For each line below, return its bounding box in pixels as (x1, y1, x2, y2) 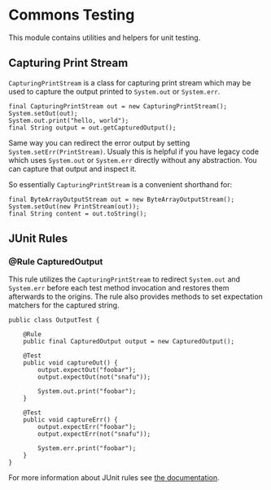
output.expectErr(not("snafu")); (37, 430, 151, 439)
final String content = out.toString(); (8, 209, 148, 217)
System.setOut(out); (8, 109, 79, 117)
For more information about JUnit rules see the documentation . (8, 473, 220, 483)
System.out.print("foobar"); (37, 387, 137, 396)
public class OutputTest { (8, 316, 100, 325)
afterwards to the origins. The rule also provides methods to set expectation (8, 291, 263, 302)
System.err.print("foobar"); (37, 444, 137, 453)
